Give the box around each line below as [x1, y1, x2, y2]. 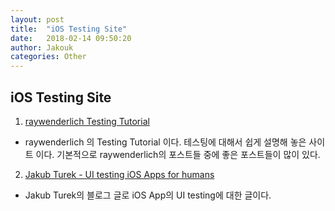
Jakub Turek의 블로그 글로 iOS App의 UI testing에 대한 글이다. [24, 189, 272, 201]
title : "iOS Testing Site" [10, 24, 128, 34]
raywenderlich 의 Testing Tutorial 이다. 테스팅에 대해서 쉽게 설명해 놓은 [24, 136, 307, 148]
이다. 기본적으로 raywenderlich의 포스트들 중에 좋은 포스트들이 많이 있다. [35, 148, 321, 160]
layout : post [10, 14, 65, 25]
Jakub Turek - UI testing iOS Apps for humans [24, 168, 215, 180]
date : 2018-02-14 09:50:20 [10, 33, 132, 43]
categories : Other [10, 52, 87, 62]
